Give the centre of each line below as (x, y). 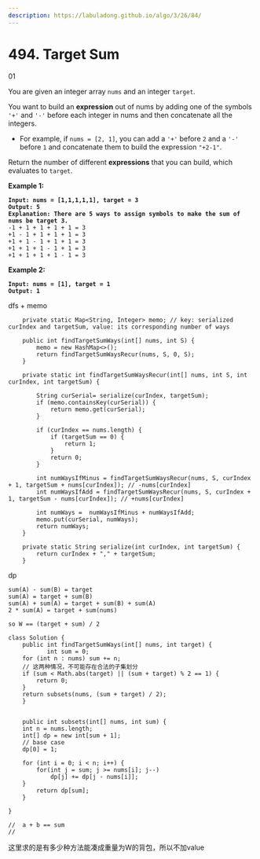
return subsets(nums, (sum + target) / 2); (95, 694)
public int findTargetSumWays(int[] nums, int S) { (108, 340)
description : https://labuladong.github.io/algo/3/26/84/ (105, 15)
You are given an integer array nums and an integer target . (102, 91)
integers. (22, 123)
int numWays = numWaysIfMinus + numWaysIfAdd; (115, 512)
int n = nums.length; (57, 729)
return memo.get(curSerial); (98, 409)
